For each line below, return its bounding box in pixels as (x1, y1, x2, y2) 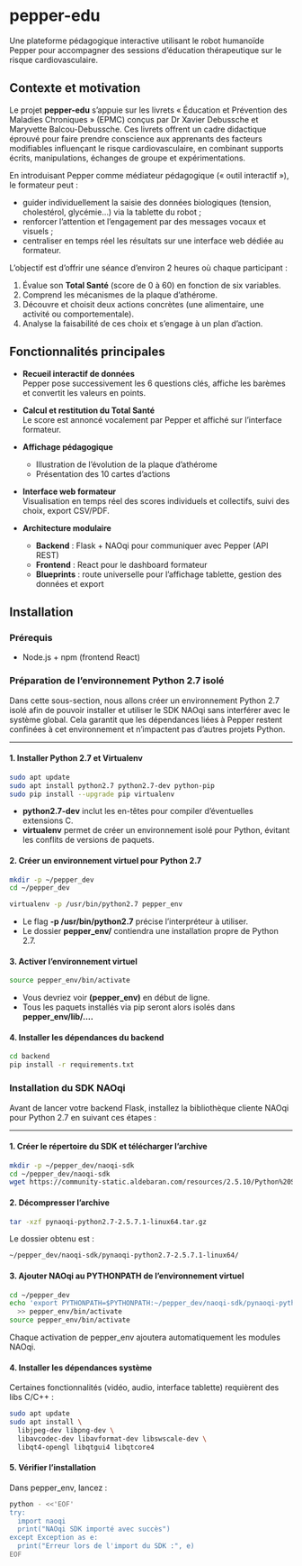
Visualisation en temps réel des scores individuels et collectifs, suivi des (22, 495, 290, 506)
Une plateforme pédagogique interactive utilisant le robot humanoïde (9, 35, 265, 46)
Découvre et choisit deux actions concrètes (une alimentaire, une (22, 298, 264, 309)
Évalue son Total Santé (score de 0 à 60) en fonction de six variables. (22, 279, 281, 290)
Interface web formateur (22, 486, 117, 497)
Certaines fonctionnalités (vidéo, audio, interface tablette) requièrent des (9, 1382, 280, 1393)
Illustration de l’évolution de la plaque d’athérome (35, 459, 218, 470)
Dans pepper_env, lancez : (9, 1482, 108, 1493)
